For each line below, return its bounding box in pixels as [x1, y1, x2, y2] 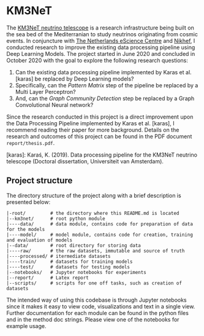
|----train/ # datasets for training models [6, 259, 133, 265]
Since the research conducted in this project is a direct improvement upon [6, 113, 194, 120]
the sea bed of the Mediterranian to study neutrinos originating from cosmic [6, 30, 198, 37]
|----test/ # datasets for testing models [6, 264, 130, 270]
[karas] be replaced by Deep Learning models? [15, 75, 134, 82]
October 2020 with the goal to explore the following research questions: [6, 57, 188, 64]
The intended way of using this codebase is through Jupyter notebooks [6, 296, 187, 303]
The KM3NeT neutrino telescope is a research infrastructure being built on [6, 24, 194, 31]
